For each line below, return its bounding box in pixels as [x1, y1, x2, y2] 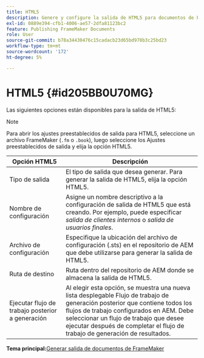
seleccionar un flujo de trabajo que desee [66, 313, 184, 322]
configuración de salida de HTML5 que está [66, 200, 191, 209]
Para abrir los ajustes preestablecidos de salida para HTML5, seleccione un [6, 129, 195, 137]
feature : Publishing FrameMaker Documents [6, 26, 115, 32]
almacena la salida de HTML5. [66, 273, 152, 282]
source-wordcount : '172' [6, 49, 69, 55]
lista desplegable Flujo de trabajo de [66, 291, 169, 299]
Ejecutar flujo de [9, 298, 56, 307]
